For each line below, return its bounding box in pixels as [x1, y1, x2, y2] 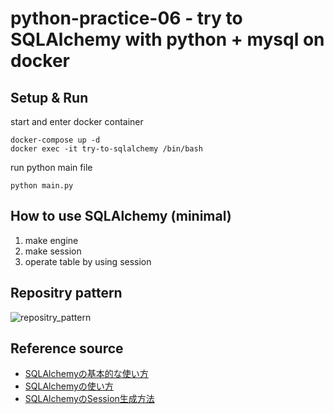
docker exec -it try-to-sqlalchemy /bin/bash [10, 144, 203, 154]
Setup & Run [10, 89, 89, 106]
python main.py [10, 181, 74, 191]
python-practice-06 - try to [10, 7, 243, 30]
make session [24, 245, 82, 257]
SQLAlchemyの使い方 [24, 380, 114, 392]
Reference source [10, 340, 124, 357]
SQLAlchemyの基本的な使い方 [24, 368, 149, 380]
